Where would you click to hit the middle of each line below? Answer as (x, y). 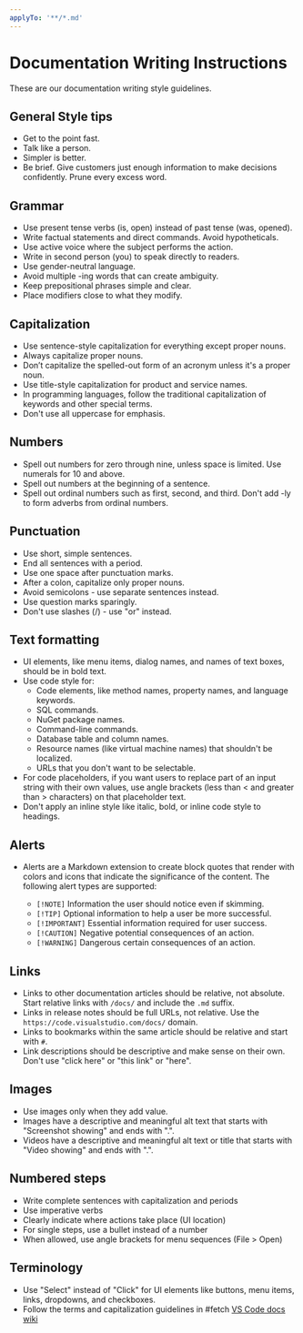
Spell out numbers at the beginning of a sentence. (116, 483)
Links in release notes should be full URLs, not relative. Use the (141, 1013)
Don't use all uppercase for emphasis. (94, 414)
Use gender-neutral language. (79, 267)
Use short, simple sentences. (77, 553)
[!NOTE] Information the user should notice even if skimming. (150, 904)
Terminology (46, 1268)
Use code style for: (58, 681)
